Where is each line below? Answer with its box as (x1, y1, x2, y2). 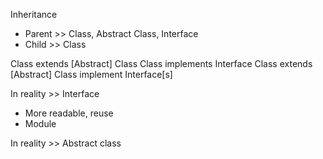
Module (24, 118, 57, 129)
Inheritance (10, 9, 58, 20)
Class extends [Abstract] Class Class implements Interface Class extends (10, 58, 313, 69)
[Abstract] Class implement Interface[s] (10, 69, 173, 80)
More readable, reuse (24, 107, 114, 119)
